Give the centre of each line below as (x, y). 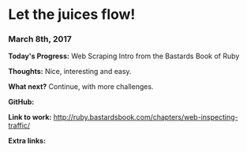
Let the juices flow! (72, 15)
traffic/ (19, 126)
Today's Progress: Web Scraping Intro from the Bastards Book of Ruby (124, 56)
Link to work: (30, 117)
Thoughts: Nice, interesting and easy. (70, 72)
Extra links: (27, 141)
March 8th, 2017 (40, 39)
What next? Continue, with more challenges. (81, 87)
